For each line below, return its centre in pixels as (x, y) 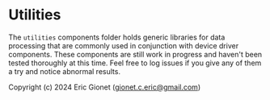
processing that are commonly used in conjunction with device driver (124, 45)
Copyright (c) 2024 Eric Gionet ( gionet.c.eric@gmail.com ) (104, 87)
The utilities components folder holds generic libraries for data (117, 37)
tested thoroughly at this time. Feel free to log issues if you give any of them (135, 63)
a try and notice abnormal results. (65, 71)
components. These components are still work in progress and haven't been (135, 54)
